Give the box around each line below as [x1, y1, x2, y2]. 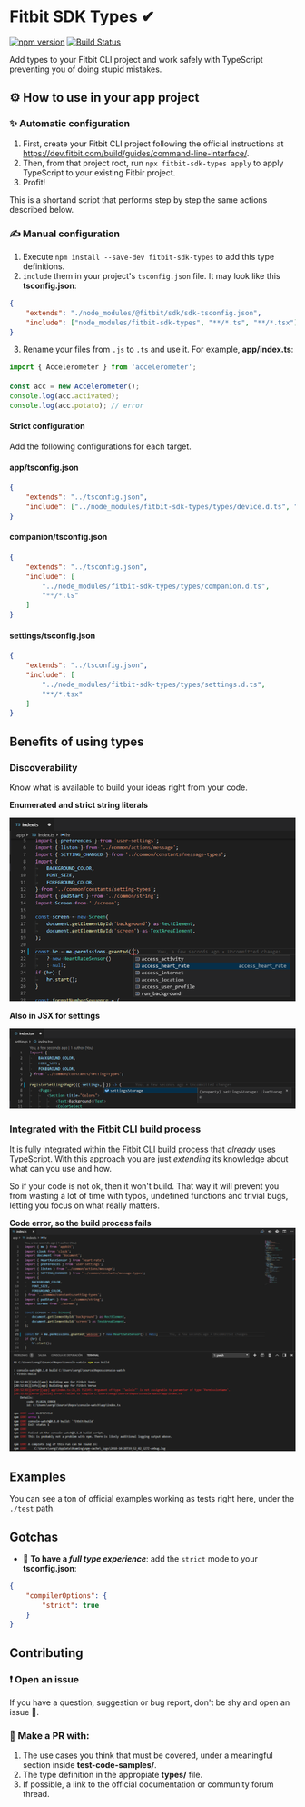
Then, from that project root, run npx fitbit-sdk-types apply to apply [22, 157, 284, 168]
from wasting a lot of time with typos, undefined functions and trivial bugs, [9, 1190, 289, 1201]
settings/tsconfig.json [9, 630, 96, 641]
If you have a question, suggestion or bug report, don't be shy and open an [9, 1697, 290, 1708]
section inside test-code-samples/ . [22, 1760, 157, 1771]
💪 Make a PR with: [9, 1729, 90, 1742]
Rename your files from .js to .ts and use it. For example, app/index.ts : [22, 344, 294, 355]
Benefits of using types [9, 734, 144, 749]
